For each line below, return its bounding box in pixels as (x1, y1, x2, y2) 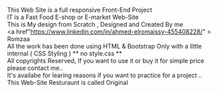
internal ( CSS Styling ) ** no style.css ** (7, 49, 122, 57)
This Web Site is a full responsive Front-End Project (7, 6, 152, 14)
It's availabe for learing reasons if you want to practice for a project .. (7, 71, 202, 79)
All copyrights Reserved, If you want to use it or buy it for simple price (7, 57, 204, 64)
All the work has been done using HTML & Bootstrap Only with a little (7, 42, 202, 50)
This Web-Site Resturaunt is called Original (7, 79, 128, 86)
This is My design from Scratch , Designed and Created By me (7, 21, 184, 28)
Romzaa (7, 35, 30, 43)
